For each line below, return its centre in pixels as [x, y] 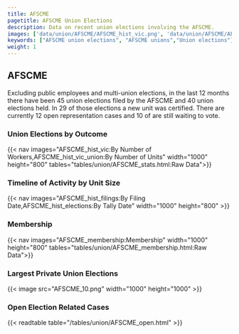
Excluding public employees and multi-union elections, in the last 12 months [118, 92]
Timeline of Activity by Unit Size [64, 183]
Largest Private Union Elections [63, 273]
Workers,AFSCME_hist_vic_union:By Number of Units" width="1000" [108, 157]
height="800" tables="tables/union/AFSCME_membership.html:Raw [107, 247]
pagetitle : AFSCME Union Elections [60, 21]
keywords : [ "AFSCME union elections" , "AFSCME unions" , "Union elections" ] [121, 41]
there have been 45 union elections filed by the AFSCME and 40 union [111, 100]
